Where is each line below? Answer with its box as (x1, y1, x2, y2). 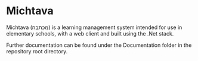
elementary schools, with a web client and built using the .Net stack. (6, 30, 174, 37)
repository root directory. (6, 47, 68, 54)
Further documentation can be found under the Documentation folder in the (6, 41, 192, 49)
